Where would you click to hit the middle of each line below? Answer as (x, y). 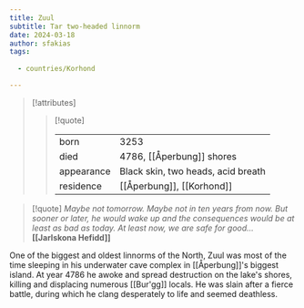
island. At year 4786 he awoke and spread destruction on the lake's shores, (151, 274)
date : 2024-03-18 (42, 35)
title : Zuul (32, 18)
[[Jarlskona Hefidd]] (71, 237)
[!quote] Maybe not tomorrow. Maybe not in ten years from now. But (160, 208)
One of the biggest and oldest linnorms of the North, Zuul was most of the (148, 255)
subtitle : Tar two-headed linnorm (75, 26)
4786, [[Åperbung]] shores (178, 156)
